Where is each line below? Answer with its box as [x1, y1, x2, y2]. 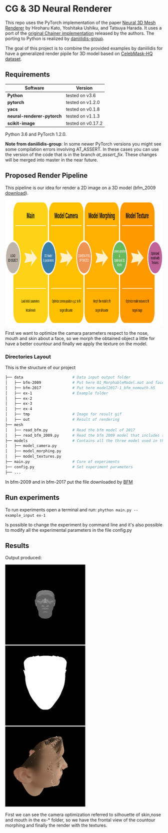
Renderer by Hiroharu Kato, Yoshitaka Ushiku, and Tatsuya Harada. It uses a [5, 25, 162, 31]
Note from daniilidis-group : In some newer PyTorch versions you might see [5, 141, 161, 147]
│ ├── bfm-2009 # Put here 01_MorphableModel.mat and [5, 380, 153, 385]
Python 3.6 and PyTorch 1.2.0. [5, 131, 67, 137]
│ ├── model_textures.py [5, 454, 61, 459]
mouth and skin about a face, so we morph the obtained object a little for [5, 335, 155, 341]
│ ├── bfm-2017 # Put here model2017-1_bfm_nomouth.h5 [5, 385, 155, 390]
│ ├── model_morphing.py [5, 449, 61, 454]
